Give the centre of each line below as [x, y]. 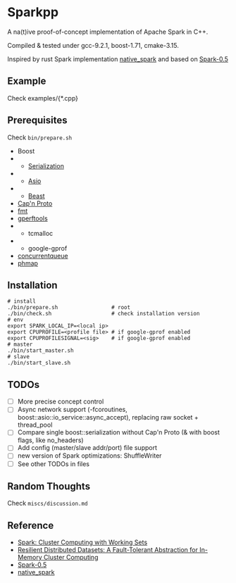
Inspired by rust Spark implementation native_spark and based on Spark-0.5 [118, 59]
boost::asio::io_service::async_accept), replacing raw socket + [108, 418]
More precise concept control [61, 401]
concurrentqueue [43, 256]
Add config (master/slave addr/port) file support [87, 448]
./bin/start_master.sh [41, 351]
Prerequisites [37, 120]
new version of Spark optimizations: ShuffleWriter [89, 456]
